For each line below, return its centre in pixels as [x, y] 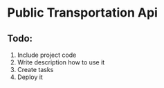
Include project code [47, 55]
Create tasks [35, 70]
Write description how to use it [61, 62]
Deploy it [30, 77]
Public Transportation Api [82, 13]
